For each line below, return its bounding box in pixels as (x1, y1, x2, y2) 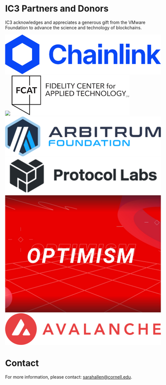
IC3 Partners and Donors (5, 3, 109, 14)
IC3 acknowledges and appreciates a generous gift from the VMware (5, 19, 146, 25)
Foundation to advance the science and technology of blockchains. (5, 24, 142, 30)
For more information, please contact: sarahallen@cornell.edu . (5, 374, 132, 380)
